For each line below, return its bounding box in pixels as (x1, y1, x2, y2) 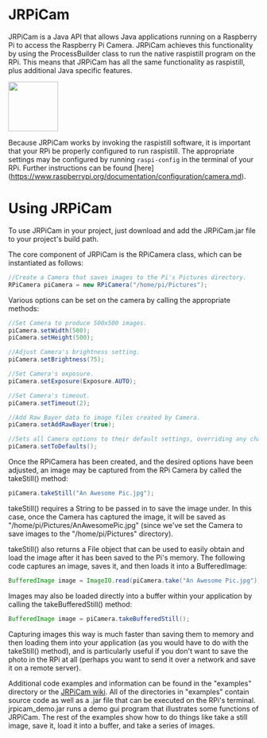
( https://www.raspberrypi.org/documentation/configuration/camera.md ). (8, 171, 246, 181)
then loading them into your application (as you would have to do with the (8, 638, 249, 647)
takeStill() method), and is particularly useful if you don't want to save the (8, 646, 249, 655)
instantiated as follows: (8, 258, 83, 267)
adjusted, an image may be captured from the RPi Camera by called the (8, 465, 242, 475)
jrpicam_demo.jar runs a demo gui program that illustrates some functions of (8, 704, 259, 713)
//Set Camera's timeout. (8, 391, 91, 399)
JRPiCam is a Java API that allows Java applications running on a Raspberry (8, 32, 257, 41)
